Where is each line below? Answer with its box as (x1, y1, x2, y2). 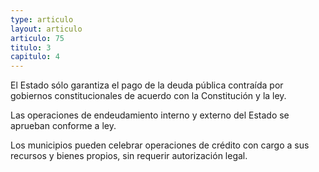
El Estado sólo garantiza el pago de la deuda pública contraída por (10, 79, 284, 91)
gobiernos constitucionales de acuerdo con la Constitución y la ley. (10, 90, 287, 102)
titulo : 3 (10, 42, 52, 53)
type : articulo (10, 14, 74, 25)
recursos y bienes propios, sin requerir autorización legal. (10, 150, 248, 162)
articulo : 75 (10, 33, 65, 43)
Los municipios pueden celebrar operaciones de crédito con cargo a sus (10, 139, 310, 151)
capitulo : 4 (10, 52, 60, 62)
